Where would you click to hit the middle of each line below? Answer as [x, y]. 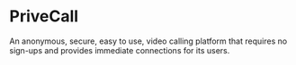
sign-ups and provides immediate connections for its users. [120, 50]
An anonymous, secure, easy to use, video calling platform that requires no [148, 41]
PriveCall [44, 16]
